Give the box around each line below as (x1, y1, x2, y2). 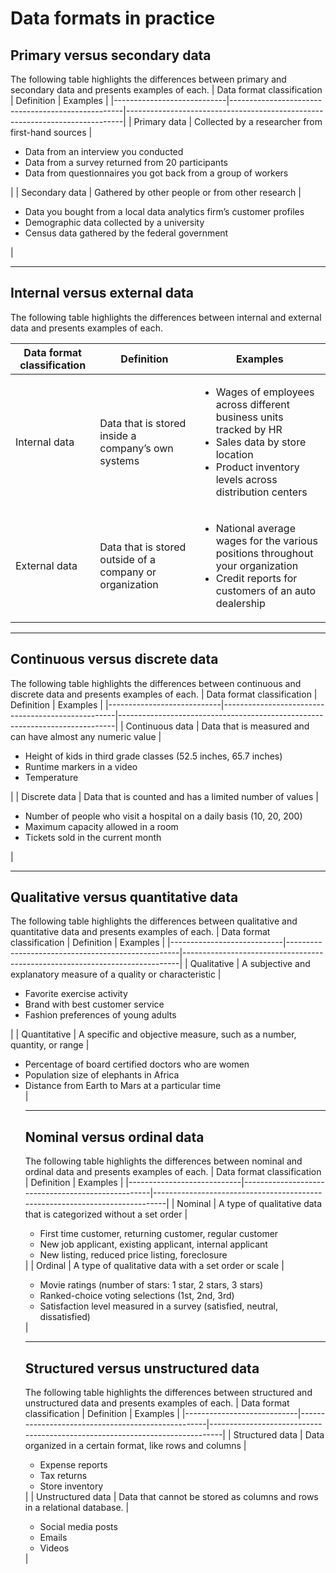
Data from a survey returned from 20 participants (24, 157, 228, 168)
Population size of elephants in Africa (24, 1069, 180, 1081)
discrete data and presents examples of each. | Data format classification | (10, 688, 318, 700)
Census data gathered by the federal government (24, 227, 229, 239)
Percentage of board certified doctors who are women (24, 1058, 250, 1071)
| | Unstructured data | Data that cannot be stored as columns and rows (24, 1491, 319, 1503)
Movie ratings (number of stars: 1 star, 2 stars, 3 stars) (39, 1279, 264, 1291)
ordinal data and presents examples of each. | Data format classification (24, 1166, 322, 1178)
